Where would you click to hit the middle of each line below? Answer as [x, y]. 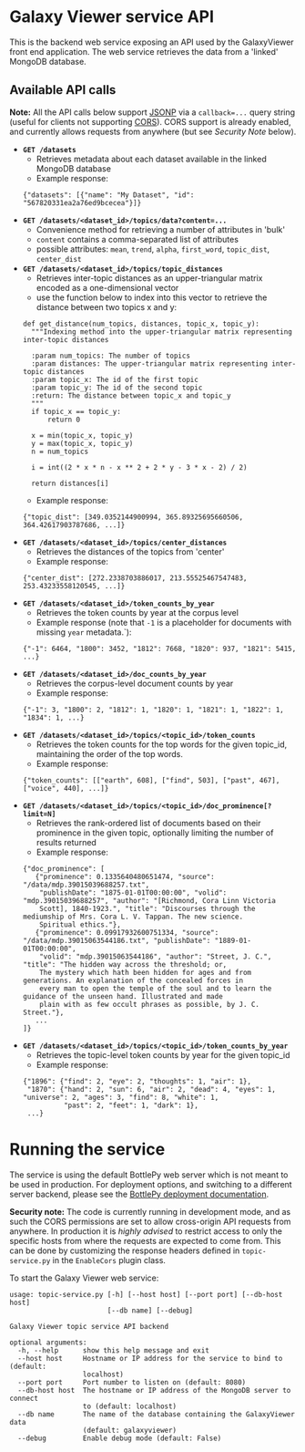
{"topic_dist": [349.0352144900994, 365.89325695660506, [133, 517]
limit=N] [39, 814]
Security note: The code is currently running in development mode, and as [150, 1211]
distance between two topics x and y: [107, 306]
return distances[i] [70, 483]
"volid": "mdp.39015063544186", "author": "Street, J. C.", [156, 956]
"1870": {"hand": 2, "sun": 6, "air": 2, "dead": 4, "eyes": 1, [151, 1089]
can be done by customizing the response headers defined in [125, 1250]
